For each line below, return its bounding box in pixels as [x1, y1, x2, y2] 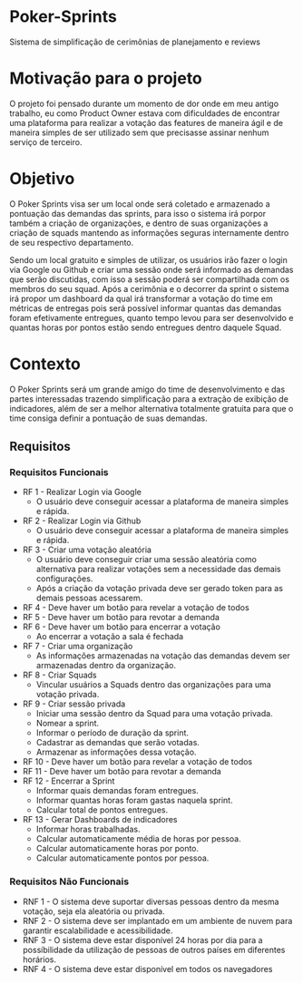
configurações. [35, 573, 93, 584]
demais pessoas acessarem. [35, 592, 143, 604]
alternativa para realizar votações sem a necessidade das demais [35, 564, 281, 575]
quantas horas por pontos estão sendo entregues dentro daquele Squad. [9, 322, 282, 333]
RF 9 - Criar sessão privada [22, 698, 126, 709]
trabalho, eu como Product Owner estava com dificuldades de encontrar [9, 107, 280, 119]
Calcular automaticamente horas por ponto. [35, 843, 200, 854]
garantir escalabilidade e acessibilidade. [22, 925, 173, 936]
